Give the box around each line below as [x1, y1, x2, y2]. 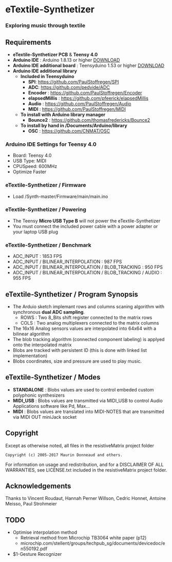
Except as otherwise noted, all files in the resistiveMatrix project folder [5, 442, 154, 448]
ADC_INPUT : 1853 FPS [12, 253, 63, 259]
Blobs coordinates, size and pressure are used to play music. [12, 358, 142, 364]
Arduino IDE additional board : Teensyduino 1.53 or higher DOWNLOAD [12, 62, 165, 68]
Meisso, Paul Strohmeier [5, 501, 58, 507]
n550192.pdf [20, 546, 48, 552]
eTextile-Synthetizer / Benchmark [5, 241, 91, 249]
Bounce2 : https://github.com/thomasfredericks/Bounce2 [28, 117, 150, 123]
